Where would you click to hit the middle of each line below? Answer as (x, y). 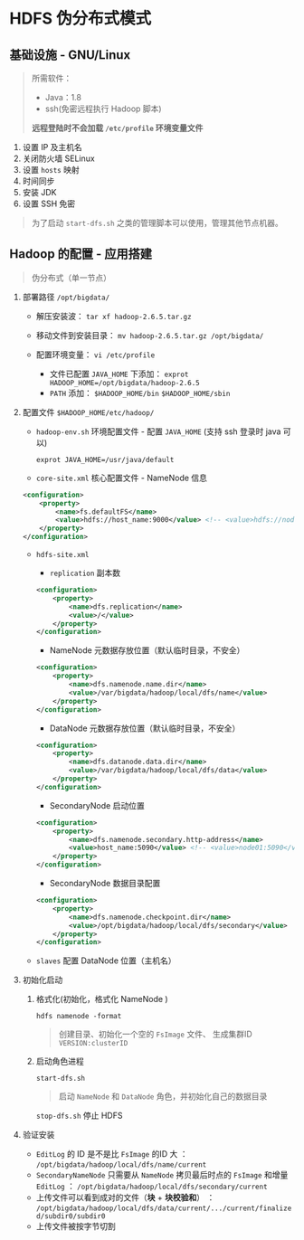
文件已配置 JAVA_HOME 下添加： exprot (119, 374)
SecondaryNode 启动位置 (97, 805)
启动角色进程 (60, 1061)
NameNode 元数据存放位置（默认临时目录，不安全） (147, 650)
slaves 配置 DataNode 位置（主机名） (106, 961)
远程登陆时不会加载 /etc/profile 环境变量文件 (117, 128)
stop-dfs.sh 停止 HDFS (79, 1116)
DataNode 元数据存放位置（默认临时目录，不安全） (145, 728)
